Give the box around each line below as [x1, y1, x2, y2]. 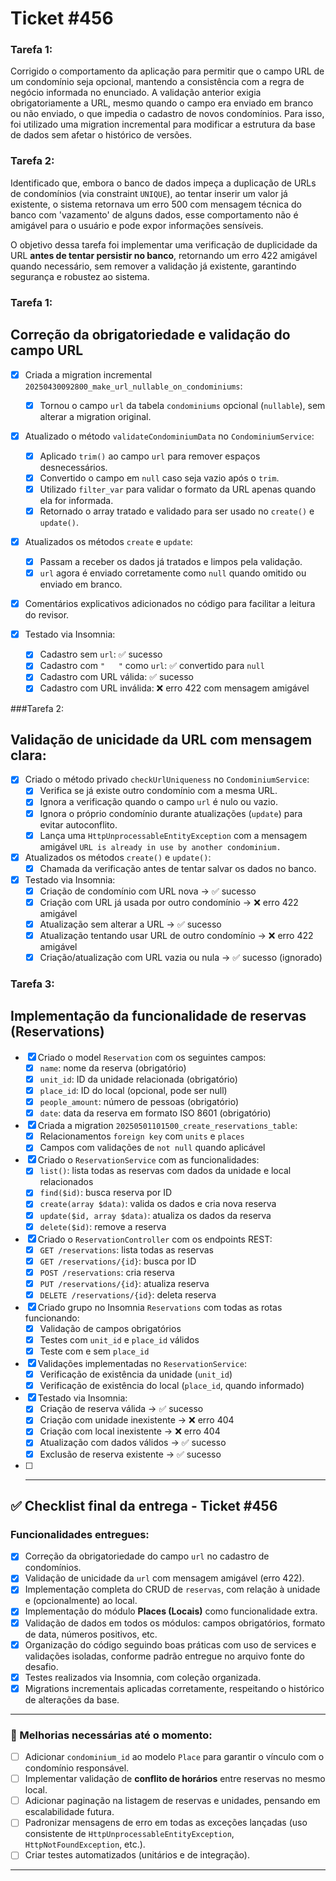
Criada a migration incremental [24, 368, 153, 381]
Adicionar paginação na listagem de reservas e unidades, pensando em [24, 1795, 321, 1807]
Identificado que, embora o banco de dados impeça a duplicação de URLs [10, 177, 317, 189]
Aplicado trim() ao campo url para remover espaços [39, 450, 261, 462]
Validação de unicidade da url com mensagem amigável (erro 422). [24, 1572, 305, 1584]
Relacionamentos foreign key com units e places [39, 1130, 245, 1142]
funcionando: [24, 1312, 80, 1324]
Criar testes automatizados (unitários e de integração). [24, 1849, 250, 1861]
